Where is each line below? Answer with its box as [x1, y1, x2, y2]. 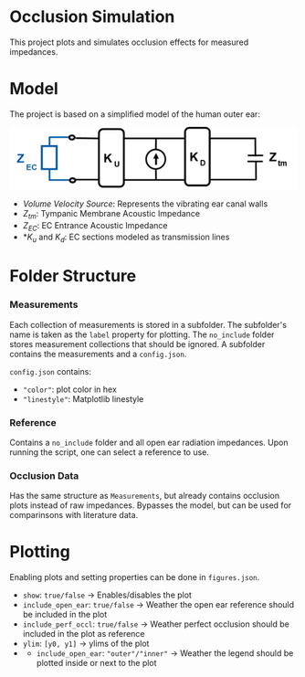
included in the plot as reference [22, 629, 145, 640]
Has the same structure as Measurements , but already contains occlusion [9, 491, 280, 502]
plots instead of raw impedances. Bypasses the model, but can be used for [9, 500, 292, 511]
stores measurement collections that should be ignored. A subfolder [9, 338, 266, 349]
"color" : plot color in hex [22, 384, 117, 395]
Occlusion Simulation [9, 6, 175, 27]
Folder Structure [9, 266, 137, 287]
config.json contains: [9, 365, 91, 376]
